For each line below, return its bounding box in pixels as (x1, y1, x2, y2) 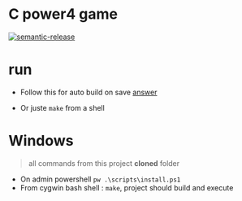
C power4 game (8, 5, 119, 24)
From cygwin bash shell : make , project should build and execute (19, 182, 234, 192)
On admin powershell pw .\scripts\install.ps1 (19, 174, 181, 184)
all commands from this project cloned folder (28, 158, 180, 168)
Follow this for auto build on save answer (19, 87, 158, 97)
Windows (8, 132, 74, 151)
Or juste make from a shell (19, 103, 106, 112)
